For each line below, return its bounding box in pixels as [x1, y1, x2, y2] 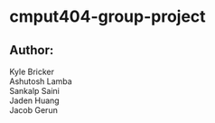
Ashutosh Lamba [9, 76, 72, 87]
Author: [9, 43, 54, 58]
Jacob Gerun [9, 105, 59, 115]
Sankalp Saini [9, 86, 61, 96]
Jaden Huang [9, 95, 61, 106]
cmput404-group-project [9, 6, 206, 27]
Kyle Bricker [9, 66, 55, 77]
